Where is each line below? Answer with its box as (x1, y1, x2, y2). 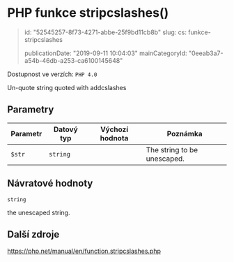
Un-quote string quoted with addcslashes (7, 83, 127, 92)
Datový (53, 124, 78, 134)
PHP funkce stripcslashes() (7, 5, 169, 21)
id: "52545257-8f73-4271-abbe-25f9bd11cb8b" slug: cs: (24, 28, 187, 36)
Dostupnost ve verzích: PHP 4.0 (7, 70, 97, 78)
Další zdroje (7, 228, 60, 240)
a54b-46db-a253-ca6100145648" (24, 56, 123, 64)
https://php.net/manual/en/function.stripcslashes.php (7, 247, 162, 256)
